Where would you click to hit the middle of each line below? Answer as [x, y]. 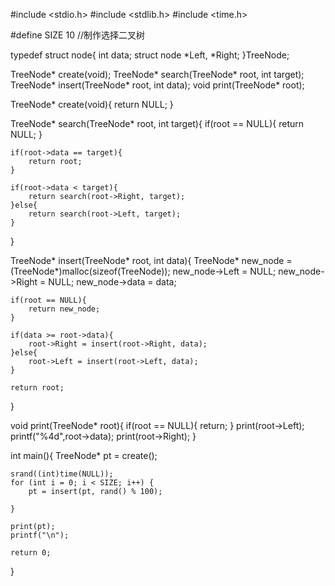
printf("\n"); [40, 535]
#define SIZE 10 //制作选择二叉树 [77, 35]
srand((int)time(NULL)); [62, 474]
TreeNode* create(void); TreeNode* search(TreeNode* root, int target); [157, 74]
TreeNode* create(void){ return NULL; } [92, 104]
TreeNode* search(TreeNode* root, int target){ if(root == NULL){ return [157, 123]
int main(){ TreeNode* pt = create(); [84, 455]
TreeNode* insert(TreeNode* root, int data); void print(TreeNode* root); [157, 85]
